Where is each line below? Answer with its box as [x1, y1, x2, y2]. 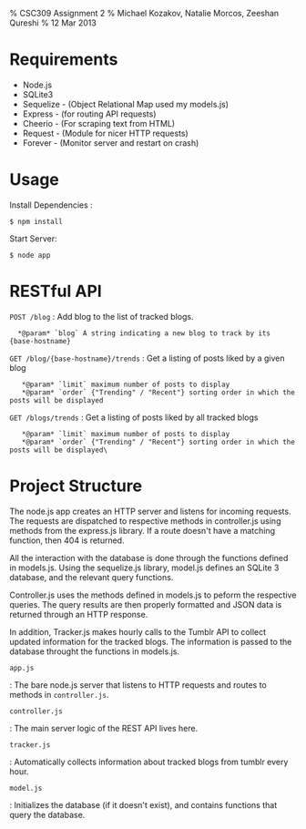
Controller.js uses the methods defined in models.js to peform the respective [9, 589, 297, 600]
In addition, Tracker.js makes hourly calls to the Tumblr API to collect [9, 626, 267, 637]
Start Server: [9, 232, 57, 244]
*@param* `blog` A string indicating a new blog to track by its [17, 328, 271, 338]
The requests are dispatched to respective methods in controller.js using [9, 515, 281, 527]
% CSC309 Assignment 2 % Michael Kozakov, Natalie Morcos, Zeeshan [9, 8, 280, 18]
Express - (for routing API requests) [22, 108, 157, 119]
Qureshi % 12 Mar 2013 [9, 17, 97, 28]
